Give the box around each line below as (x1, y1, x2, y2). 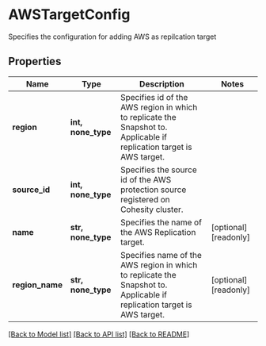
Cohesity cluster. (120, 204, 184, 215)
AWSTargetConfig (8, 6, 131, 24)
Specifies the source (120, 164, 197, 175)
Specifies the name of (120, 217, 202, 228)
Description (139, 78, 184, 89)
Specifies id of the (120, 91, 188, 102)
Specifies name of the (120, 249, 202, 260)
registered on (120, 194, 170, 205)
